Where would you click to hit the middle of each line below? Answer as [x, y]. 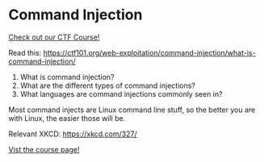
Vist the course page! [44, 149]
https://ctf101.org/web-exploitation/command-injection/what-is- [149, 52]
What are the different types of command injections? [107, 85]
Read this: [25, 52]
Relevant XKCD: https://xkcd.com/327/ [73, 134]
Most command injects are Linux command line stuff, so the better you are [132, 110]
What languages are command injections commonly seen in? [121, 93]
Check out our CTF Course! [54, 37]
